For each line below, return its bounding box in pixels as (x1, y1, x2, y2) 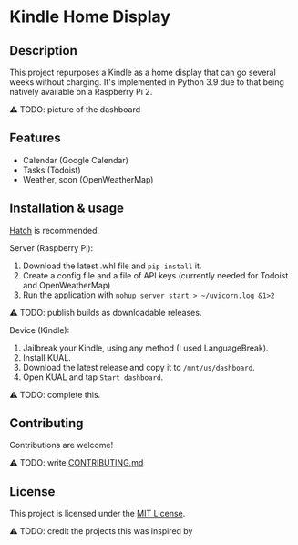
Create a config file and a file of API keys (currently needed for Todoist (22, 269, 289, 280)
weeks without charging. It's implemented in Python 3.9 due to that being (9, 77, 284, 88)
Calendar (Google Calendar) (22, 154, 129, 165)
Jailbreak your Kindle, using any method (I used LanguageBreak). (22, 342, 269, 353)
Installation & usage (9, 201, 125, 216)
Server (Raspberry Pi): (9, 242, 94, 253)
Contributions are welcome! (9, 440, 114, 451)
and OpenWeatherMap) (22, 279, 111, 290)
